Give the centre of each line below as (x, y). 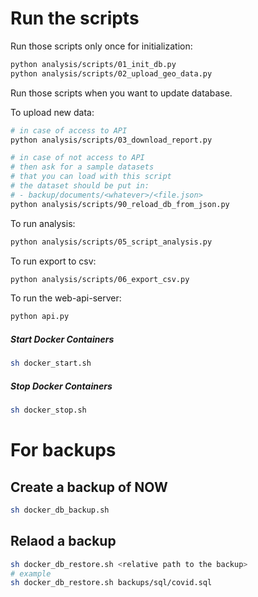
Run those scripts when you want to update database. (121, 93)
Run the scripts (75, 18)
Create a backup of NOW (89, 487)
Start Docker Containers (62, 339)
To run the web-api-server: (66, 298)
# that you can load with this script (91, 177)
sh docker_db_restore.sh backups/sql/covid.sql (111, 583)
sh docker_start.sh (51, 363)
